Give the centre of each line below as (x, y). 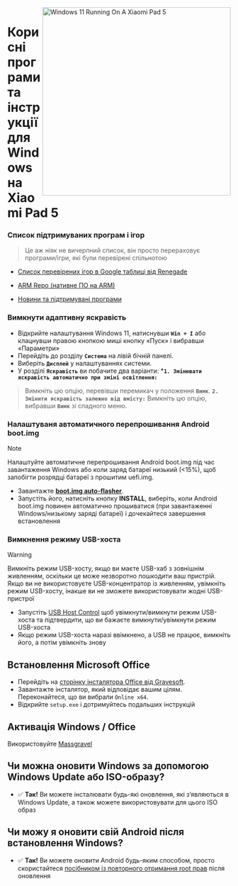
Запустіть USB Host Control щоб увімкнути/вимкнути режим (109, 612)
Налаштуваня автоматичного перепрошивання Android (109, 424)
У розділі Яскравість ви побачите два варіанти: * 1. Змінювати (110, 371)
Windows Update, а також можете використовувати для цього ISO (118, 802)
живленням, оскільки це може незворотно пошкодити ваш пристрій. (112, 576)
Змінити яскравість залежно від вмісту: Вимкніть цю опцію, (116, 398)
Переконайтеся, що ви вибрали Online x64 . (83, 697)
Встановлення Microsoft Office (79, 664)
